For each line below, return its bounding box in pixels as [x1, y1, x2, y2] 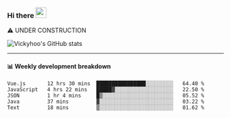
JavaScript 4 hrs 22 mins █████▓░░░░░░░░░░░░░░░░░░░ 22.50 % [7, 86, 205, 93]
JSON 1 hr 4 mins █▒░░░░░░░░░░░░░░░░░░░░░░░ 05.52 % [7, 92, 205, 99]
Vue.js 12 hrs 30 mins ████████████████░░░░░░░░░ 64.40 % [7, 80, 205, 87]
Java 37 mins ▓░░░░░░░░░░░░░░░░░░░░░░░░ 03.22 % [7, 98, 205, 105]
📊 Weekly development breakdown [7, 62, 111, 70]
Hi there [7, 10, 34, 20]
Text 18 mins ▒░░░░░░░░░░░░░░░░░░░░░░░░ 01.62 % [7, 104, 205, 111]
